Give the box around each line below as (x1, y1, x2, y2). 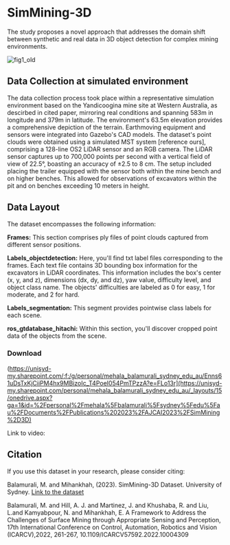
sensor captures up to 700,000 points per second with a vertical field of (7, 152, 211, 160)
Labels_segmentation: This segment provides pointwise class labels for (7, 303, 211, 312)
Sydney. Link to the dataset (7, 487, 84, 496)
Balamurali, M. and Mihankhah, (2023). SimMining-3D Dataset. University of (7, 480, 222, 489)
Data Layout (7, 202, 60, 213)
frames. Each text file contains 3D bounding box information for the (7, 261, 198, 269)
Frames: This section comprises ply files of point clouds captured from (7, 233, 209, 242)
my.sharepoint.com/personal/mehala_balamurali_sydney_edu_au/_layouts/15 (7, 386, 222, 394)
